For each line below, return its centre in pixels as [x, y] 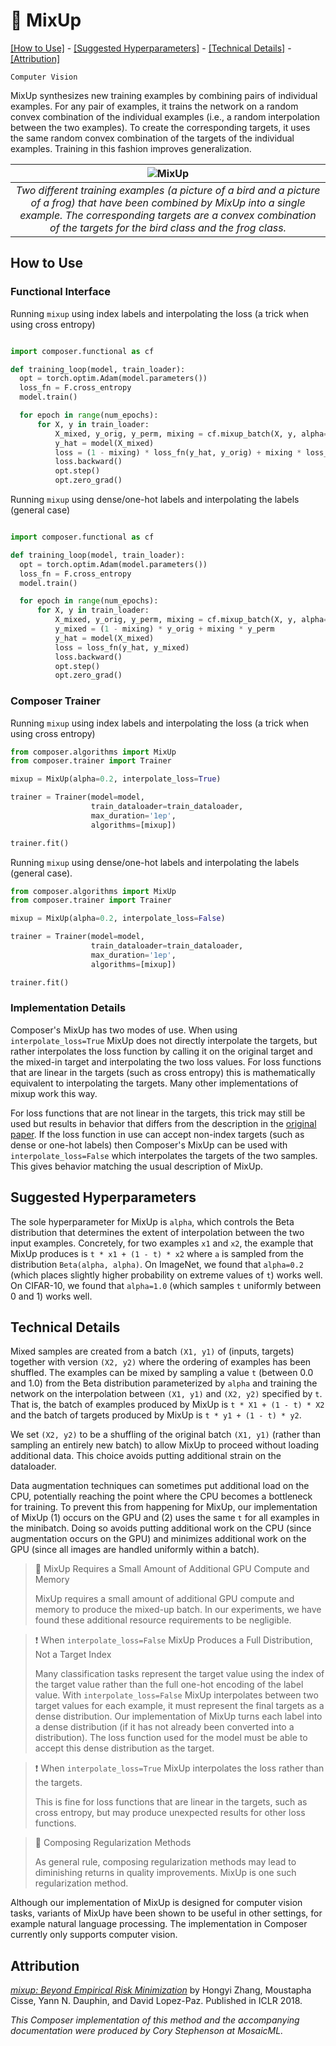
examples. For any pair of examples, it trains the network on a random [154, 106]
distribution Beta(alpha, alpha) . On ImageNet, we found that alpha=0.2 [157, 1264]
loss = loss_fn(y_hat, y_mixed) [122, 647]
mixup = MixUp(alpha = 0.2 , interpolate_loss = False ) [118, 919]
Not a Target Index [73, 1655]
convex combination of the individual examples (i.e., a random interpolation [165, 116]
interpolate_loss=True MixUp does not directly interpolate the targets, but [164, 1040]
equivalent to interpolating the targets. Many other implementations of [154, 1083]
